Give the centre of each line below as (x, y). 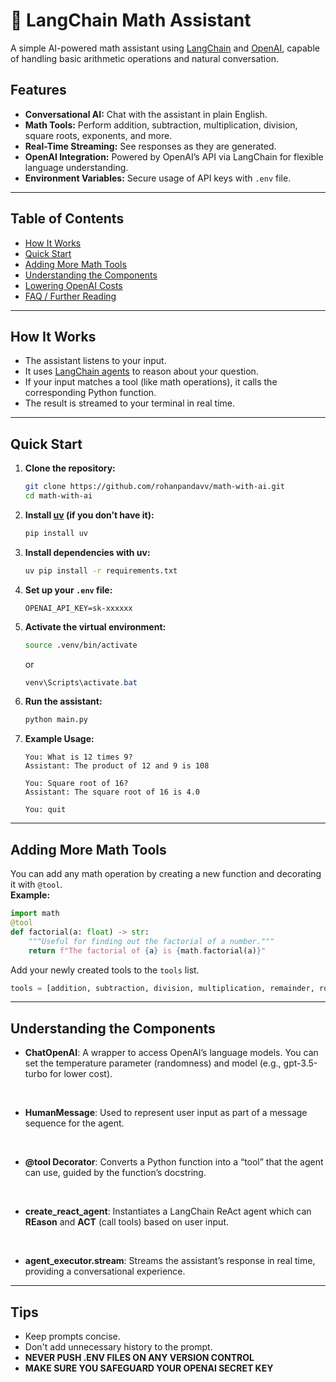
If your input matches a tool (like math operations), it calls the (151, 382)
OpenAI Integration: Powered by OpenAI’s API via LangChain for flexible (174, 156)
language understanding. (76, 167)
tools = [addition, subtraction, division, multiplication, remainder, (162, 988)
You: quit (45, 810)
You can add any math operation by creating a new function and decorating (166, 874)
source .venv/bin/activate (81, 645)
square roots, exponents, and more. (98, 135)
